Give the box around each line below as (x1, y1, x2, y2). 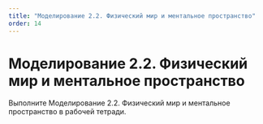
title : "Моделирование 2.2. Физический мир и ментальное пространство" (8, 11, 256, 20)
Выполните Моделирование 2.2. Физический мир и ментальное (8, 98, 231, 108)
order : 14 (8, 19, 42, 28)
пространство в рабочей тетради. (8, 107, 127, 117)
